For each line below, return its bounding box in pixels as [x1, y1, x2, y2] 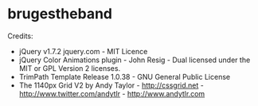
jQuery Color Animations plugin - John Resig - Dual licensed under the [18, 55, 251, 65]
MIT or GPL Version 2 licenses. [18, 63, 121, 73]
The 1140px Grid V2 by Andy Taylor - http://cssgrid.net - [18, 80, 204, 90]
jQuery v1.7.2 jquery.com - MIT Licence [18, 46, 148, 56]
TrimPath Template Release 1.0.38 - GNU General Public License [18, 72, 231, 81]
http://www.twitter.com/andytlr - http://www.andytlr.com [18, 88, 205, 98]
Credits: [7, 31, 33, 41]
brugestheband [7, 5, 113, 23]
